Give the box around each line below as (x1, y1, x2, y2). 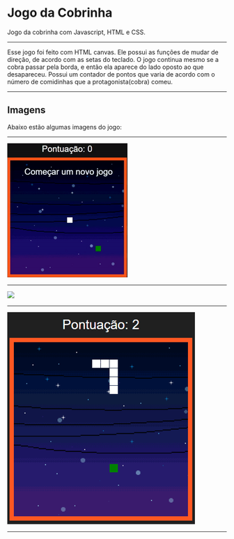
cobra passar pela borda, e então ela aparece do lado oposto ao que (7, 63, 204, 71)
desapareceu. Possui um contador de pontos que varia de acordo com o (7, 70, 215, 78)
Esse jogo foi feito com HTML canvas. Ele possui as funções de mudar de (7, 47, 219, 56)
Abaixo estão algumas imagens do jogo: (7, 123, 122, 131)
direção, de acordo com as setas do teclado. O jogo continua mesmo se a (7, 55, 219, 63)
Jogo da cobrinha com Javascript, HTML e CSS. (7, 28, 146, 36)
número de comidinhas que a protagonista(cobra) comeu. (7, 77, 173, 86)
